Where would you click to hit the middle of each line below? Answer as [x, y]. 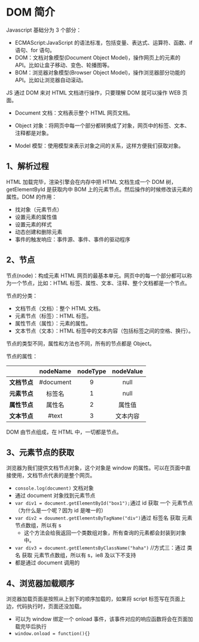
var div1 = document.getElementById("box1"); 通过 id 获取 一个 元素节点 [104, 503]
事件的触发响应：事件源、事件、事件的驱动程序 [72, 239]
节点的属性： [22, 356]
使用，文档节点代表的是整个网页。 [53, 475]
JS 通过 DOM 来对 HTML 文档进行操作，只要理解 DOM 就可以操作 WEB [94, 93]
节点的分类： [22, 296]
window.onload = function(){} [53, 634]
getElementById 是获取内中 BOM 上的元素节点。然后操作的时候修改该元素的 [99, 189]
